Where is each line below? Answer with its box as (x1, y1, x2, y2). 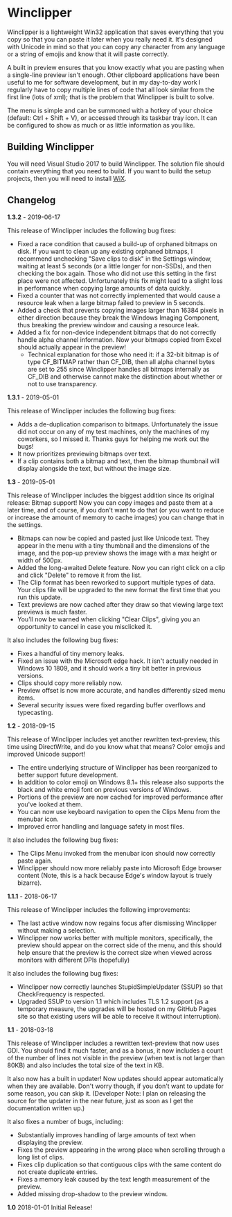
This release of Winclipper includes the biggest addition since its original (7, 491, 215, 499)
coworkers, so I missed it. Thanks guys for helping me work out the (17, 435, 210, 443)
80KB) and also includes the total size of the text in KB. (7, 1061, 164, 1069)
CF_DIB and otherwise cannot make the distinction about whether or (27, 372, 223, 381)
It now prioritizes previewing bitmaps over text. (17, 449, 152, 458)
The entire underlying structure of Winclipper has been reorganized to (17, 763, 218, 771)
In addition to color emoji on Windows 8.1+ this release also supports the (17, 778, 224, 786)
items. (17, 693, 35, 702)
